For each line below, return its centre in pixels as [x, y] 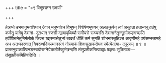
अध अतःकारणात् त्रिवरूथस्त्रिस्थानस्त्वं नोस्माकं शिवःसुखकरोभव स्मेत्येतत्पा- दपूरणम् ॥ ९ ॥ [75, 44]
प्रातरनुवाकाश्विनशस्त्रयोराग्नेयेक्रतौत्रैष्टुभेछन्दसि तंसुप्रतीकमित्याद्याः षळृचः [60, 49]
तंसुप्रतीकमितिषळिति [21, 55]
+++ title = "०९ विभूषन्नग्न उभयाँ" [34, 8]
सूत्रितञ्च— [126, 49]
